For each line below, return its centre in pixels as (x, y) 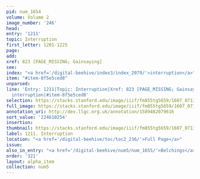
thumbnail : (20, 128)
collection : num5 (28, 167)
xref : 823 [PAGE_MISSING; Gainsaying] (54, 61)
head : (13, 28)
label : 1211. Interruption (40, 134)
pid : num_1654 (24, 12)
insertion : (20, 123)
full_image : (21, 106)
